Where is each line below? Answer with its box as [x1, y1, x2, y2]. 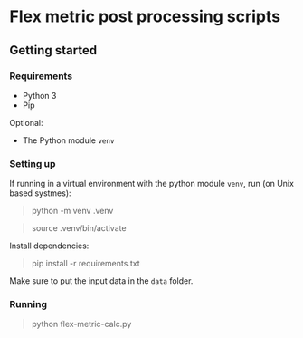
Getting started [9, 43, 98, 58]
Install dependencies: [9, 240, 90, 251]
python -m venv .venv [31, 206, 114, 217]
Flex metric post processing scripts [9, 6, 281, 27]
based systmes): [9, 188, 71, 198]
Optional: [9, 117, 43, 128]
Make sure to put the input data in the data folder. [9, 275, 194, 286]
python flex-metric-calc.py [31, 319, 132, 330]
